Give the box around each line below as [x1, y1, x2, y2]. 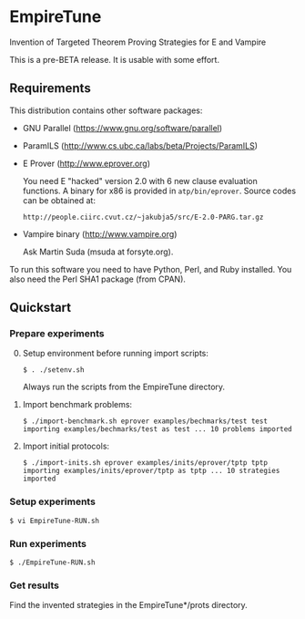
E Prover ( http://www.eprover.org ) [22, 158, 151, 169]
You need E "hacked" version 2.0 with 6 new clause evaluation [22, 175, 258, 186]
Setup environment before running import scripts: [22, 348, 209, 359]
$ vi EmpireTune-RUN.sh [9, 516, 100, 525]
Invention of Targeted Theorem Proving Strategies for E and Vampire [9, 36, 267, 47]
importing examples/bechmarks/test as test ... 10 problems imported [22, 425, 293, 434]
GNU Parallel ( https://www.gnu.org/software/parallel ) [22, 122, 223, 133]
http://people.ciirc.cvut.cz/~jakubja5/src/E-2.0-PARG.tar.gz [22, 212, 264, 222]
